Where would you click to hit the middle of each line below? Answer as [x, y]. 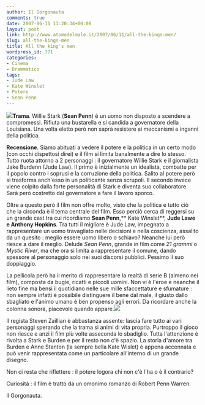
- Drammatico [23, 69]
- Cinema [17, 63]
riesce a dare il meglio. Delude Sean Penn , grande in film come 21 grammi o [102, 244]
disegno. [17, 360]
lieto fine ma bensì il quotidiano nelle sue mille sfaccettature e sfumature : [99, 288]
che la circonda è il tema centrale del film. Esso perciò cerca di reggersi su [100, 211]
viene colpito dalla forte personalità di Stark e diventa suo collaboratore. [97, 186]
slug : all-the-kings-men [38, 40]
